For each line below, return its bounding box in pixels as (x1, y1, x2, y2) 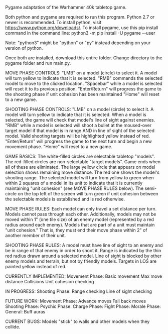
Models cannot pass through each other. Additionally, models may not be (5, 211, 156, 217)
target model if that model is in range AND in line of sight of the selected (5, 128, 154, 134)
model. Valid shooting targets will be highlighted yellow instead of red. (5, 133, 150, 139)
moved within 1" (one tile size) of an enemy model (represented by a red (5, 216, 154, 222)
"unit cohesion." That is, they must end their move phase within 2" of (5, 227, 147, 233)
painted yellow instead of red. (5, 264, 67, 269)
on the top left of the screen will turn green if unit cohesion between (17, 191, 158, 196)
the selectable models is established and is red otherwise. (5, 196, 125, 202)
